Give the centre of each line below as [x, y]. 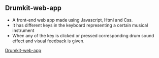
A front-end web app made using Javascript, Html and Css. [72, 20]
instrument [23, 30]
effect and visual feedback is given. [48, 41]
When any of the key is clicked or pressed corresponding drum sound [83, 35]
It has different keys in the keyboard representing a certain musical [80, 25]
